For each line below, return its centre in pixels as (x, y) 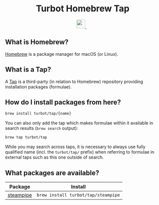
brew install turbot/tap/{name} (38, 114)
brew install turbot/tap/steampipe (78, 195)
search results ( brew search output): (42, 128)
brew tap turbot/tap (26, 137)
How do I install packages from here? (63, 102)
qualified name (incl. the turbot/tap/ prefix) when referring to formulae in (80, 152)
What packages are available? (52, 173)
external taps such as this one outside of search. (55, 157)
